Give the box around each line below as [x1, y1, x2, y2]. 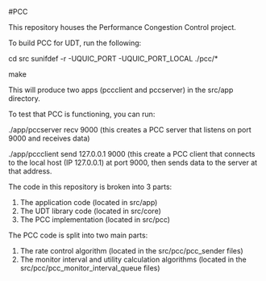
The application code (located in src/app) [19, 198, 158, 207]
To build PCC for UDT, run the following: [8, 38, 142, 48]
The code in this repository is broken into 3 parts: [8, 182, 172, 191]
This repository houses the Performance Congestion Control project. [8, 23, 236, 31]
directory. [8, 94, 40, 103]
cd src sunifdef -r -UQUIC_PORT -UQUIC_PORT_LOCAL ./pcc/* [8, 54, 218, 63]
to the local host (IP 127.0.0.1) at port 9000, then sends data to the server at [8, 157, 258, 167]
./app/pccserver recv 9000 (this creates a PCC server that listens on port [8, 125, 251, 134]
